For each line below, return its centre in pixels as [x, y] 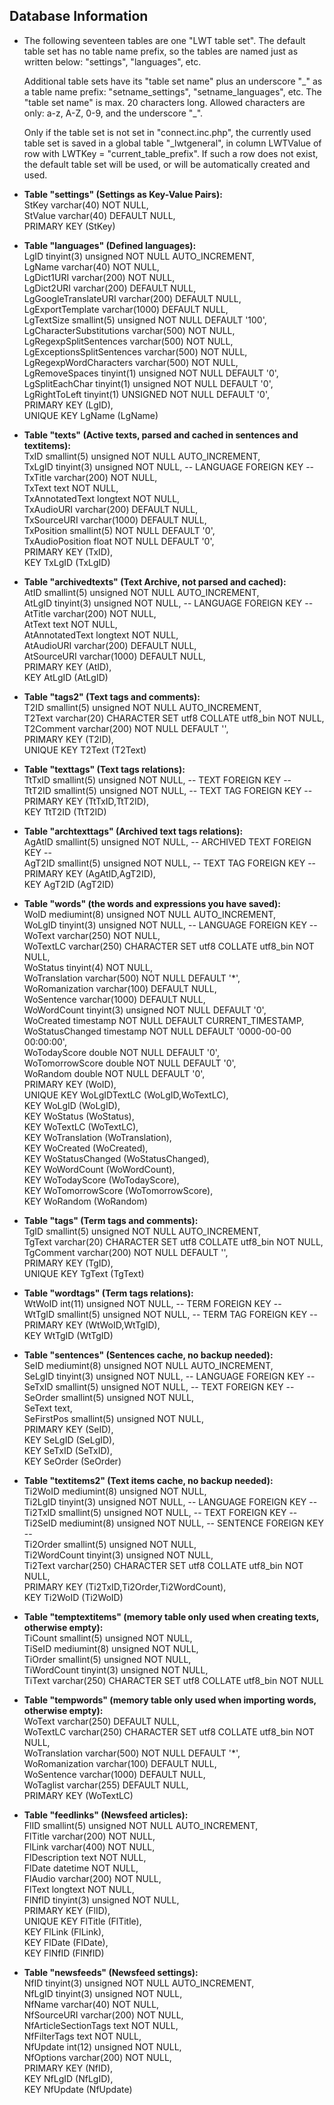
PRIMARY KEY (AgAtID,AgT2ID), [89, 873]
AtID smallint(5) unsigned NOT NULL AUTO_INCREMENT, [141, 592]
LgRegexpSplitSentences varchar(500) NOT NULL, [128, 341]
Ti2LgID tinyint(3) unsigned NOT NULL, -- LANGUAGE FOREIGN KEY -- [170, 1501]
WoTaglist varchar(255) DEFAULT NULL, [106, 1785]
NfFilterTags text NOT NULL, [82, 2036]
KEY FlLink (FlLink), [64, 1931]
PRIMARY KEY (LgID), [68, 405]
